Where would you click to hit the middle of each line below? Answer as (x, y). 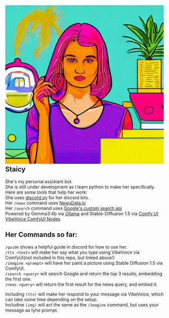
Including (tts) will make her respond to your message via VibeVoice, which (84, 294)
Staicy (16, 169)
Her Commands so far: (41, 235)
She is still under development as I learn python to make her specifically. (80, 187)
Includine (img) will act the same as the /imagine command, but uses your (82, 304)
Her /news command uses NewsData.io (46, 203)
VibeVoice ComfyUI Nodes (33, 219)
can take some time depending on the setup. (52, 299)
